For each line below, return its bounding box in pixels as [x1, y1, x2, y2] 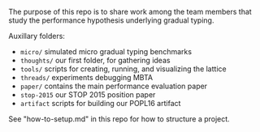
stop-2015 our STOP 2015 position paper [19, 90, 156, 100]
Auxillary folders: [8, 32, 65, 40]
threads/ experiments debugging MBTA [19, 73, 153, 82]
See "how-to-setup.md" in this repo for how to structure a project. [8, 114, 230, 124]
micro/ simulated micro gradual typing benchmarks [19, 47, 193, 56]
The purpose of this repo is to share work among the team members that [8, 7, 252, 16]
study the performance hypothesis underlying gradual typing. [8, 15, 214, 25]
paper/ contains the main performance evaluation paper [19, 81, 208, 91]
